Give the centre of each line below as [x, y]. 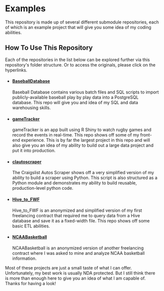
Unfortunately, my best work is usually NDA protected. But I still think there [80, 273]
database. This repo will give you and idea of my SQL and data [75, 102]
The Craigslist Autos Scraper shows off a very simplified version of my [83, 173]
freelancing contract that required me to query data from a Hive [76, 215]
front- [146, 135]
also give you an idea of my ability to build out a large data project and [83, 145]
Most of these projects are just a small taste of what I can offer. [69, 268]
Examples [25, 9]
